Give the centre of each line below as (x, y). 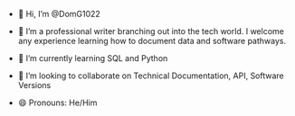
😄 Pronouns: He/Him (57, 103)
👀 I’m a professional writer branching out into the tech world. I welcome (151, 31)
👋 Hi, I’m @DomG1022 (59, 14)
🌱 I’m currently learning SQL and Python (93, 58)
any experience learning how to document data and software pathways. (152, 41)
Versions (34, 85)
